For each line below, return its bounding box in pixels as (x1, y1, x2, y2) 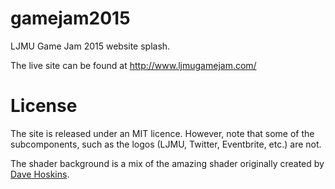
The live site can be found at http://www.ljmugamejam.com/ (10, 59, 257, 71)
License (10, 95, 78, 117)
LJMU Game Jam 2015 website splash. (10, 40, 171, 52)
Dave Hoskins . (10, 168, 70, 180)
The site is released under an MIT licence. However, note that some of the (10, 127, 315, 139)
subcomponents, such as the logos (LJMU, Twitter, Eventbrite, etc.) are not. (10, 138, 322, 150)
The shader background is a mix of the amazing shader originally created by (10, 157, 325, 169)
